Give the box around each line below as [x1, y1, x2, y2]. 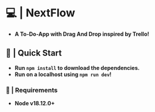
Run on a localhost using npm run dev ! [14, 71, 112, 78]
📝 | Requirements [5, 86, 58, 94]
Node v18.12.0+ [14, 100, 56, 107]
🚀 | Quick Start [5, 48, 62, 58]
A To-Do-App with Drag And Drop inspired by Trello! [14, 30, 150, 38]
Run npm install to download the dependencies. [14, 64, 140, 71]
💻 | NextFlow [5, 6, 76, 20]
